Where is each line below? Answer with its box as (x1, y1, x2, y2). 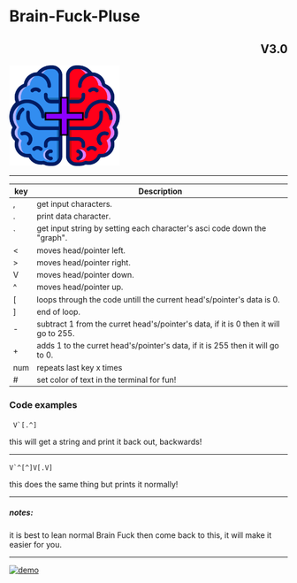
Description (138, 186, 183, 196)
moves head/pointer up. (36, 281, 124, 293)
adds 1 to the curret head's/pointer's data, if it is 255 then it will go (36, 341, 280, 351)
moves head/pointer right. (36, 257, 131, 267)
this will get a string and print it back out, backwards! (9, 436, 202, 447)
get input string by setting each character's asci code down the (36, 223, 267, 234)
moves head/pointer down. (36, 270, 134, 280)
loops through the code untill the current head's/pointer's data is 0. (36, 294, 280, 304)
